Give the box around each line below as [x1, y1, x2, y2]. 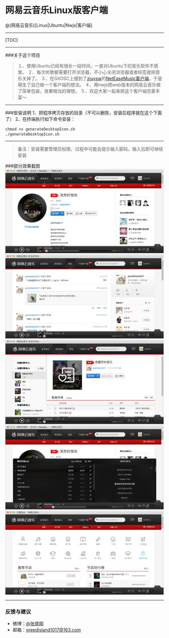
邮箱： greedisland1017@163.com [12, 627, 81, 633]
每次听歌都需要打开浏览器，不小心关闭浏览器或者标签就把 [36, 69, 156, 75]
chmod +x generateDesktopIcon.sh [5, 126, 75, 131]
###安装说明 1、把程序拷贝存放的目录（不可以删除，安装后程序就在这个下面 [5, 109, 162, 116]
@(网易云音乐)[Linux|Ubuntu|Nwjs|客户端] [5, 22, 93, 28]
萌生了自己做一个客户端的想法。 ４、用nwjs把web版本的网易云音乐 [17, 82, 157, 88]
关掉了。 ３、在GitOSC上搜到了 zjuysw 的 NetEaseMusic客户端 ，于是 [22, 75, 162, 81]
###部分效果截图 [5, 163, 40, 169]
